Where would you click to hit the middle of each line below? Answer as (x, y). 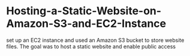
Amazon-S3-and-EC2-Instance (86, 24)
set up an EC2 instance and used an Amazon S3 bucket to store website (95, 40)
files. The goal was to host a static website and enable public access (91, 46)
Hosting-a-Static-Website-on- (84, 11)
